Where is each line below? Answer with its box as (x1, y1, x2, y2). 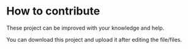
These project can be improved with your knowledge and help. (6, 24, 165, 31)
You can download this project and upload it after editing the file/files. (6, 36, 182, 43)
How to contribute (6, 4, 100, 18)
